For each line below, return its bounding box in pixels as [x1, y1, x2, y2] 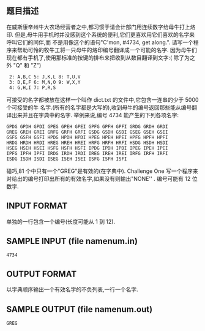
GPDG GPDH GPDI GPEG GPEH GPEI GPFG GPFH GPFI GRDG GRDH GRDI [6, 123, 168, 130]
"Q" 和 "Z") [13, 61, 42, 69]
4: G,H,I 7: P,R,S [9, 85, 56, 91]
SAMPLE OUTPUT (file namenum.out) [6, 304, 153, 314]
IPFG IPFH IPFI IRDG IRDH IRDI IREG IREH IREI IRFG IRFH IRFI [6, 150, 168, 156]
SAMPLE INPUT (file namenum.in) [6, 236, 138, 246]
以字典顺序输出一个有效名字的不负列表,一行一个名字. [6, 286, 139, 293]
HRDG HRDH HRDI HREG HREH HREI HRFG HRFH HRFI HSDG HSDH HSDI [6, 140, 168, 146]
